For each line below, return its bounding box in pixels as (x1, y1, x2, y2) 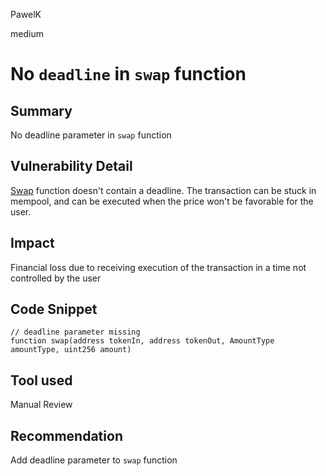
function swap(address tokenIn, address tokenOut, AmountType (10, 336, 275, 346)
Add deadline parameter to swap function (10, 454, 178, 466)
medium (10, 28, 44, 39)
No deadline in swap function (10, 63, 247, 86)
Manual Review (10, 399, 73, 411)
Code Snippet (10, 301, 98, 318)
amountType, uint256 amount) (10, 345, 132, 355)
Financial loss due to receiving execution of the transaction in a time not (10, 261, 307, 273)
